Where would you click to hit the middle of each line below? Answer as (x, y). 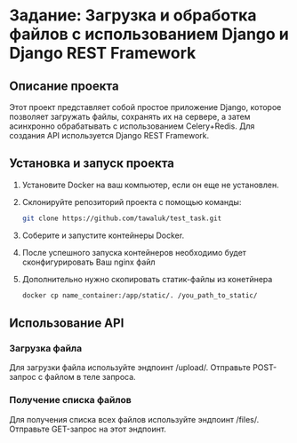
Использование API (67, 323)
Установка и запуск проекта (92, 164)
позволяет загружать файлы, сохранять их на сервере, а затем (130, 117)
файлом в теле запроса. (90, 377)
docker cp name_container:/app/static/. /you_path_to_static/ (140, 295)
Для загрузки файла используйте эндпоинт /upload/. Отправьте (130, 368)
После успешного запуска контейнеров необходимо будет (134, 252)
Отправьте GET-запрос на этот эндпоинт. (88, 429)
